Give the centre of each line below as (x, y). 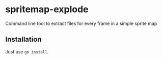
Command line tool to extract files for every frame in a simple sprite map (81, 23)
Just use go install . (27, 51)
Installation (23, 39)
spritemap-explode (47, 9)
